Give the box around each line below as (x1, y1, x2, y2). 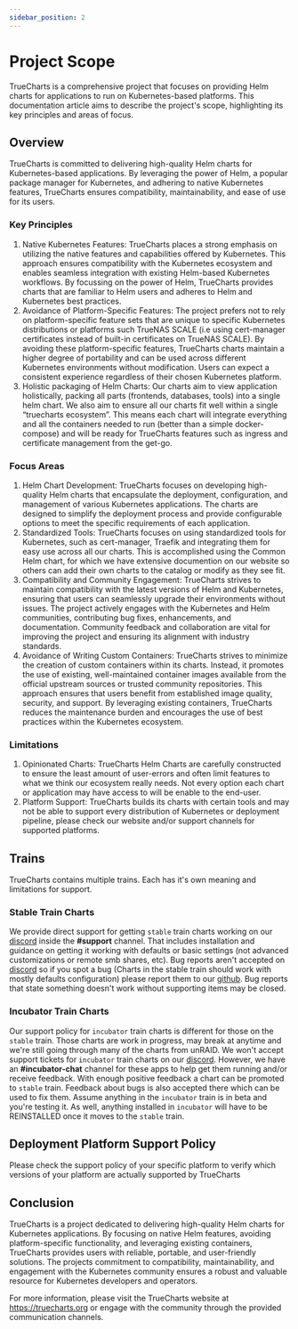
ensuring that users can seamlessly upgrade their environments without (21, 593, 286, 604)
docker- (235, 418, 264, 429)
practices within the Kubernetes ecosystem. (21, 716, 184, 726)
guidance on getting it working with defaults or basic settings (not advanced (9, 945, 289, 956)
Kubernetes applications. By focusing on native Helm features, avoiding (9, 1228, 271, 1239)
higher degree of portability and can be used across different (21, 353, 246, 363)
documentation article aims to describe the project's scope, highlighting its (9, 100, 284, 110)
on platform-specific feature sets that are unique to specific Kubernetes (21, 314, 286, 325)
